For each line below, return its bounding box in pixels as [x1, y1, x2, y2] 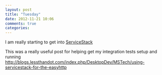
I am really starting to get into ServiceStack [5, 39, 93, 45]
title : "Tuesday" [5, 12, 41, 17]
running [5, 54, 21, 60]
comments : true [5, 21, 37, 26]
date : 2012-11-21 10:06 [5, 16, 54, 21]
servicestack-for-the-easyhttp [5, 65, 67, 71]
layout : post [5, 7, 32, 12]
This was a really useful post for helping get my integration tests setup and [5, 49, 157, 55]
